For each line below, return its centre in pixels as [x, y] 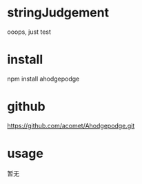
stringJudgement [58, 13]
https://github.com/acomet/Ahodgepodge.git [71, 125]
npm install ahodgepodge [43, 79]
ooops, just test [29, 32]
